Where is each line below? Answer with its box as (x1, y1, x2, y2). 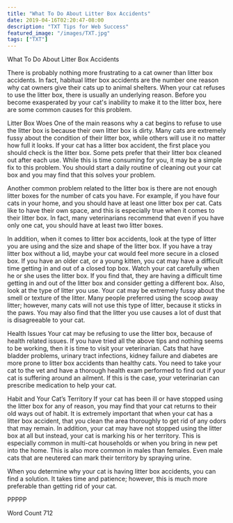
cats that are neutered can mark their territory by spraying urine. (7, 453, 192, 462)
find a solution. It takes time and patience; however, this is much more (7, 474, 207, 483)
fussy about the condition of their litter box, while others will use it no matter (7, 134, 226, 143)
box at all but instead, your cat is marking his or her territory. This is (7, 432, 201, 440)
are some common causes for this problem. (7, 106, 132, 114)
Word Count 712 (7, 509, 54, 517)
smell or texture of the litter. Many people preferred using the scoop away (7, 293, 218, 303)
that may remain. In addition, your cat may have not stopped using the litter (7, 424, 223, 433)
